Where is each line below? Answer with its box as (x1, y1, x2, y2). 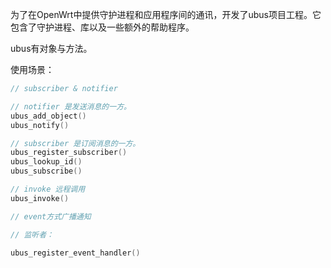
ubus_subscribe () (10, 166, 83, 177)
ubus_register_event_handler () (10, 248, 141, 258)
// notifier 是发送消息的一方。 (10, 101, 132, 112)
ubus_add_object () (10, 111, 87, 121)
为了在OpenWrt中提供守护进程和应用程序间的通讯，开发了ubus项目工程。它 (10, 9, 322, 20)
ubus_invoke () (10, 193, 70, 203)
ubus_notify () (10, 120, 70, 130)
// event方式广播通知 (10, 211, 92, 222)
